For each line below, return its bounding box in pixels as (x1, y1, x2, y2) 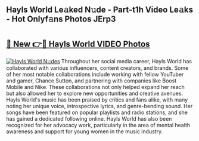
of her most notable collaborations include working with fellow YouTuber (6, 71, 184, 78)
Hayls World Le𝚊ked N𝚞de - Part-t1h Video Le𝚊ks (6, 5, 194, 15)
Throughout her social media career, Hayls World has (61, 58, 192, 65)
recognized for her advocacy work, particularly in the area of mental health (6, 122, 191, 128)
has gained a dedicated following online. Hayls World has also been (6, 115, 172, 122)
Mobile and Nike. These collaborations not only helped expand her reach (6, 84, 185, 90)
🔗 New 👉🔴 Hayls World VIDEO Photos (6, 39, 150, 49)
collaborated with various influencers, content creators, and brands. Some (6, 65, 189, 71)
